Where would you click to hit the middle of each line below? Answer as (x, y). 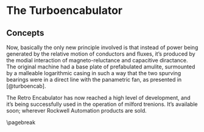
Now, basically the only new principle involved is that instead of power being (102, 47)
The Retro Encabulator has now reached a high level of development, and (98, 98)
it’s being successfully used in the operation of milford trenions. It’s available (102, 104)
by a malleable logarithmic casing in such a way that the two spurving (94, 73)
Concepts (25, 33)
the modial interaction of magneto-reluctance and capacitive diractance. (97, 60)
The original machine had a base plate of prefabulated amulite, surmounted (101, 67)
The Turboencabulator (65, 11)
